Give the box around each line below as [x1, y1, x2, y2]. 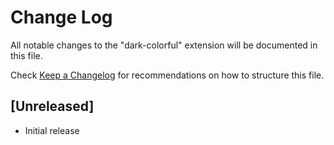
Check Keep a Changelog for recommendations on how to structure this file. [10, 69, 325, 81]
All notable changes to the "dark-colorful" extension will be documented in [10, 39, 318, 51]
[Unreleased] [10, 98, 95, 115]
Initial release [24, 124, 80, 136]
